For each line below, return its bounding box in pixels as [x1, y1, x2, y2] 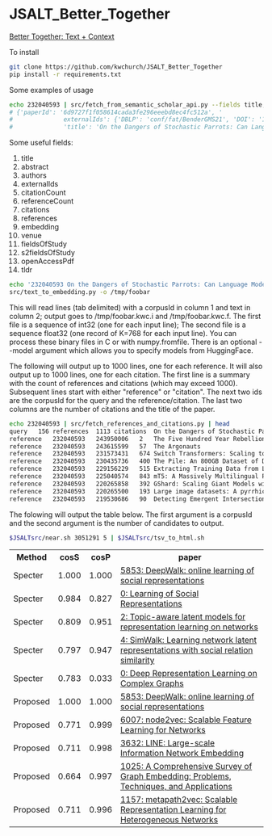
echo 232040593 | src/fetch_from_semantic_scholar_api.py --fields [9, 100, 241, 109]
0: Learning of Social [120, 588, 199, 599]
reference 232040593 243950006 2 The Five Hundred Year [9, 435, 230, 443]
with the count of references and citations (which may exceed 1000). [9, 378, 238, 388]
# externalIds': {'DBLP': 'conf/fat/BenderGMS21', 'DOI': [9, 116, 255, 124]
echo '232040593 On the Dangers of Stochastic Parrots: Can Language [9, 280, 249, 289]
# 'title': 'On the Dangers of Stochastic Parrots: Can [9, 123, 249, 132]
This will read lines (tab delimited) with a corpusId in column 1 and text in [9, 302, 251, 312]
